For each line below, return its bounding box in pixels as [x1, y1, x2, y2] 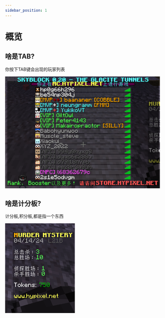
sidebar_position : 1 [5, 8, 48, 13]
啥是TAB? [5, 52, 35, 61]
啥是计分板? [5, 199, 41, 207]
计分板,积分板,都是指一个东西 [5, 213, 64, 219]
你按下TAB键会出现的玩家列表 [5, 66, 65, 72]
